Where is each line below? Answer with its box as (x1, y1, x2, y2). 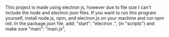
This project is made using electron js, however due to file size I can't (5, 5, 152, 10)
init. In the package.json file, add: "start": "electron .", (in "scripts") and (5, 20, 155, 26)
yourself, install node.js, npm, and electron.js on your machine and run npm (5, 15, 164, 21)
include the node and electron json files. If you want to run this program (5, 10, 157, 16)
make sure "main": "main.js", (5, 26, 66, 32)
